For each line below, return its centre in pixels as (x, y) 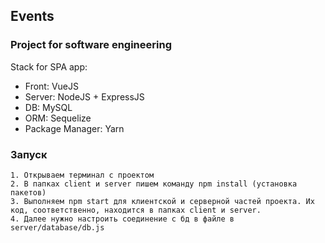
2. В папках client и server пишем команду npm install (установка (154, 184)
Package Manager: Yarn (74, 128)
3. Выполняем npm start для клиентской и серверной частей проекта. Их (162, 201)
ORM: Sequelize (58, 118)
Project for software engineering (91, 45)
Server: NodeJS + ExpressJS (84, 96)
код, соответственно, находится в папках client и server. (136, 210)
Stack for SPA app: (49, 66)
